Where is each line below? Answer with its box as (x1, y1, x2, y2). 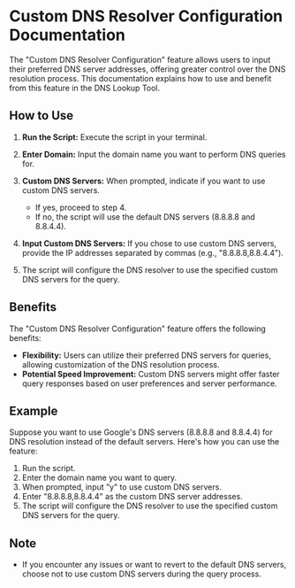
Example (9, 403, 58, 418)
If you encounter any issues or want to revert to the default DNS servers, (21, 560, 287, 570)
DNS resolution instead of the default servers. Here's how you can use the (9, 437, 280, 447)
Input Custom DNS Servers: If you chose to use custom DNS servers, (21, 237, 276, 249)
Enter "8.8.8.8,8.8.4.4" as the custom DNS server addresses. (21, 491, 243, 502)
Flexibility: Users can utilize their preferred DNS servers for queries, (21, 350, 272, 360)
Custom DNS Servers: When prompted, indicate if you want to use (21, 175, 266, 186)
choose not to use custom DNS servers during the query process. (21, 569, 262, 579)
